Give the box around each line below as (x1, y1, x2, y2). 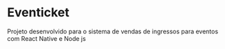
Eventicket (7, 5, 70, 20)
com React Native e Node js (7, 34, 86, 42)
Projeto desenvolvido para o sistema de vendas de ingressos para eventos (7, 27, 219, 35)
